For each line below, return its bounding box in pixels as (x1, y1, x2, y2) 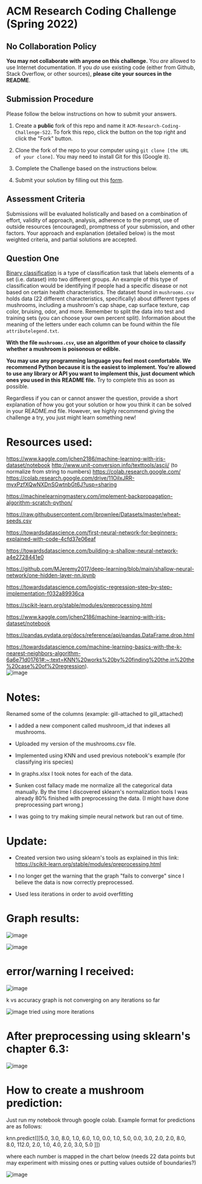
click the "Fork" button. (14, 134, 73, 142)
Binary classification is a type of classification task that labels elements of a (6, 270, 194, 277)
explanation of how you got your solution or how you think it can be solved (6, 401, 192, 408)
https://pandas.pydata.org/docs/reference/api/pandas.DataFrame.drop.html (6, 632, 195, 639)
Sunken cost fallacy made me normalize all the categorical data (14, 782, 173, 789)
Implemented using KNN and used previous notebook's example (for (14, 752, 186, 759)
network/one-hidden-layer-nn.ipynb (6, 572, 96, 579)
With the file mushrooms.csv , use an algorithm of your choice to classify (6, 339, 186, 346)
